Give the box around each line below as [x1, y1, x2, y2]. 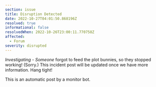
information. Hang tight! [5, 67, 52, 73]
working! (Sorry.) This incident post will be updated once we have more [5, 62, 148, 68]
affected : [5, 35, 25, 39]
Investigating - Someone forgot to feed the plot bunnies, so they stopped [5, 56, 152, 62]
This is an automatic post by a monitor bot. [5, 76, 91, 82]
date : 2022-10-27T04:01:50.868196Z [5, 16, 77, 21]
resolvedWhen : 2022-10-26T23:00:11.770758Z [5, 30, 95, 35]
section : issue [5, 7, 36, 12]
